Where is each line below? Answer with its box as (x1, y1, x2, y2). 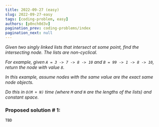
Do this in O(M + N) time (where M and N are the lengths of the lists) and (5, 89, 152, 95)
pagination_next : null (5, 30, 53, 35)
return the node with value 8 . (5, 64, 65, 70)
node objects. (5, 79, 34, 85)
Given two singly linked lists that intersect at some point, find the (5, 44, 139, 50)
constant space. (5, 94, 39, 100)
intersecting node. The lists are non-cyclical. (5, 49, 98, 55)
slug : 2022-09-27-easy (5, 12, 53, 17)
